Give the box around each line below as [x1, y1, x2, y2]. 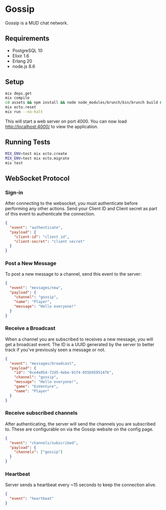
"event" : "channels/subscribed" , [9, 440, 79, 445]
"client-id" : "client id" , [14, 234, 70, 239]
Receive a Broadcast [5, 325, 56, 332]
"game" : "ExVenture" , [14, 384, 58, 389]
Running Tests [5, 138, 50, 146]
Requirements [5, 34, 49, 43]
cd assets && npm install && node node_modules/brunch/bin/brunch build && [5, 100, 165, 105]
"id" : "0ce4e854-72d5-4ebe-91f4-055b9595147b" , [14, 370, 114, 375]
